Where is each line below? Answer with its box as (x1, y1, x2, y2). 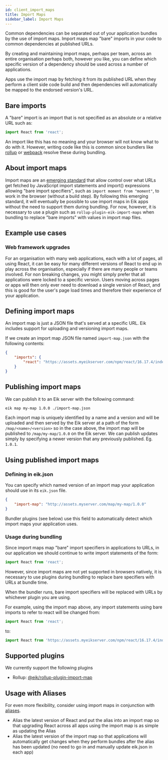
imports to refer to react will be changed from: (5, 609, 100, 615)
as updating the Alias (12, 728, 56, 734)
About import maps (5, 164, 67, 173)
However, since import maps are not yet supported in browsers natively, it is (5, 568, 162, 574)
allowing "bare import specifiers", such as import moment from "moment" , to (5, 188, 159, 194)
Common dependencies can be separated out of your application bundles (5, 31, 157, 37)
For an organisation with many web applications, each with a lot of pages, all (5, 255, 163, 261)
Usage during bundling (5, 533, 62, 540)
